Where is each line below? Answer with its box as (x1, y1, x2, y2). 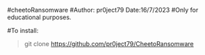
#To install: (7, 27, 39, 34)
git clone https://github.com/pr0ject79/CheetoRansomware (24, 40, 195, 47)
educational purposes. (7, 13, 72, 21)
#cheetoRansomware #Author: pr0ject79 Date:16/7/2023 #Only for (7, 6, 199, 14)
